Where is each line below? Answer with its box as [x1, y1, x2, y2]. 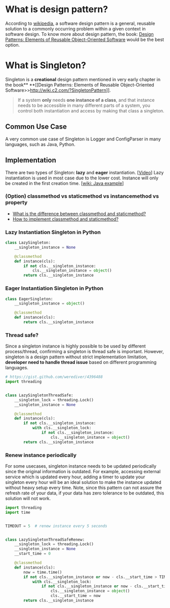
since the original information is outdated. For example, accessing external [5, 468, 161, 474]
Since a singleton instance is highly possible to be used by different [5, 343, 146, 349]
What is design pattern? [5, 4, 108, 15]
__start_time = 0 [14, 551, 51, 556]
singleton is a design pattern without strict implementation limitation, [5, 354, 148, 360]
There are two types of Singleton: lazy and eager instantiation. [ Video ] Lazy [5, 169, 164, 175]
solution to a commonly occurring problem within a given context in [5, 25, 146, 31]
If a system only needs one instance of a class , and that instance [17, 97, 155, 103]
